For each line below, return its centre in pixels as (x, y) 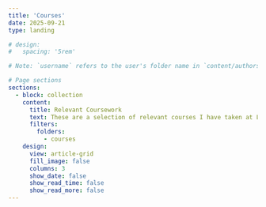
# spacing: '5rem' (42, 52)
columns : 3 (47, 168)
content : (37, 102)
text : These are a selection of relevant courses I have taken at (141, 117)
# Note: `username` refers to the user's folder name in (104, 66)
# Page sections (35, 81)
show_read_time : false (66, 183)
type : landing (32, 30)
